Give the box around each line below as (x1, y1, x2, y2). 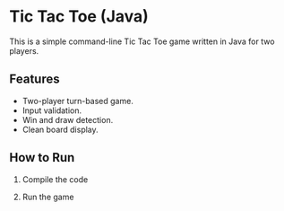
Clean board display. (22, 124, 99, 135)
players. (9, 45, 39, 56)
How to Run (9, 150, 75, 165)
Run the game (22, 191, 74, 202)
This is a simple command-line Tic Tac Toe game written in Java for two (9, 36, 275, 47)
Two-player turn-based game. (22, 95, 134, 106)
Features (9, 72, 60, 87)
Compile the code (22, 173, 89, 185)
